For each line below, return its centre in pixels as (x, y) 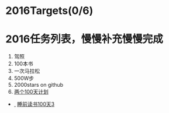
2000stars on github (39, 85)
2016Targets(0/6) (49, 11)
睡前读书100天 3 (36, 104)
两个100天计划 (31, 92)
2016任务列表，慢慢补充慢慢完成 (84, 39)
